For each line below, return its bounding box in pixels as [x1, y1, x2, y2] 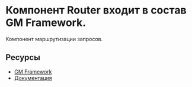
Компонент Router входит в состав [5, 4, 187, 17]
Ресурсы [5, 52, 41, 62]
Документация [14, 74, 53, 81]
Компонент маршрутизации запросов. [5, 35, 103, 42]
